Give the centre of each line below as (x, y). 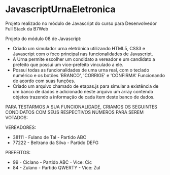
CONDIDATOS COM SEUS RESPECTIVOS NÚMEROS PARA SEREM (74, 112)
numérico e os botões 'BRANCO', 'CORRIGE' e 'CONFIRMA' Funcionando (89, 75)
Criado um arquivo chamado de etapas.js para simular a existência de (86, 86)
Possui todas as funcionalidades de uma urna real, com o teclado (81, 70)
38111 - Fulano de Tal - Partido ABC (49, 137)
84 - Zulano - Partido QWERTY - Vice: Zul (56, 167)
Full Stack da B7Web (27, 28)
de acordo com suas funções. (44, 81)
